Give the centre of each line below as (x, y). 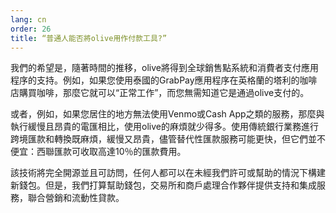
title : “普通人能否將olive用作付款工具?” (89, 38)
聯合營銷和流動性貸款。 (76, 198)
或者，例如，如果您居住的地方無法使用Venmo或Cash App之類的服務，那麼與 (167, 114)
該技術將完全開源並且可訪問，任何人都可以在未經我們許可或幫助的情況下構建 (168, 173)
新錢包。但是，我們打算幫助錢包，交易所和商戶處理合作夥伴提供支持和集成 (163, 185)
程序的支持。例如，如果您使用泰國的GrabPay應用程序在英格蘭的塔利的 (155, 80)
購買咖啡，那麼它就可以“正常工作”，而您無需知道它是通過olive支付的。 (164, 93)
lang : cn (28, 19)
